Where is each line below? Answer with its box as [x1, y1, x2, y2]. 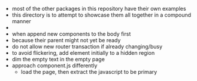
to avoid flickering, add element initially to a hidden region [11, 49, 155, 56]
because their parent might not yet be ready [11, 37, 121, 43]
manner [11, 18, 31, 24]
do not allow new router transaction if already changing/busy [11, 43, 163, 50]
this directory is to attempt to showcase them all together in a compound [11, 11, 192, 18]
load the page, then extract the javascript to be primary [20, 68, 157, 75]
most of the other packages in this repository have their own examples [11, 5, 187, 12]
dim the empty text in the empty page [11, 56, 105, 63]
